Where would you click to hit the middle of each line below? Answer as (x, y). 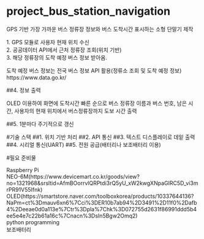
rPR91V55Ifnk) (25, 189)
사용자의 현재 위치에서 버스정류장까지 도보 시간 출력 (76, 111)
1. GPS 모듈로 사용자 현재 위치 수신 (48, 42)
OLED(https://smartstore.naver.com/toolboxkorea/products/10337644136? (100, 196)
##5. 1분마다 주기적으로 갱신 (40, 123)
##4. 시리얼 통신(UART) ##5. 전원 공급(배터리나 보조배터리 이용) (84, 144)
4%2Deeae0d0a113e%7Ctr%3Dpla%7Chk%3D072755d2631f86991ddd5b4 (102, 209)
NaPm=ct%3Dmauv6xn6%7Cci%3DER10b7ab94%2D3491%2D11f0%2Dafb (102, 202)
